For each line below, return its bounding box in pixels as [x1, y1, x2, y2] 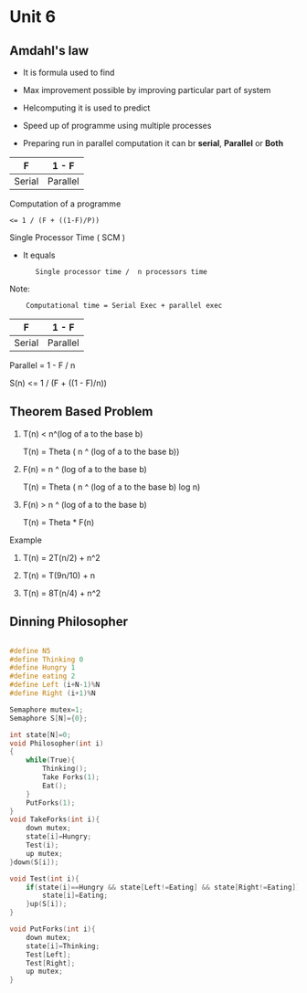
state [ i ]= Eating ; [42, 891, 108, 901]
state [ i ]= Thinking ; [26, 941, 101, 951]
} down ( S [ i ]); [9, 857, 59, 867]
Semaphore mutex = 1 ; [9, 705, 84, 714]
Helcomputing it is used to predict [22, 102, 151, 113]
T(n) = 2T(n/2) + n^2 [22, 552, 101, 563]
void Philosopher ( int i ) [9, 738, 104, 748]
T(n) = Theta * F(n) [22, 516, 95, 527]
